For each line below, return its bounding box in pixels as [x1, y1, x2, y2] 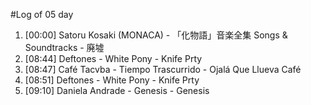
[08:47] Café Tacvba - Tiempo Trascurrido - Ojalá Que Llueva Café [24, 64, 302, 75]
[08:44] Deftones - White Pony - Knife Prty [24, 53, 203, 64]
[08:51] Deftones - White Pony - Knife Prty [24, 74, 200, 86]
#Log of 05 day [10, 9, 74, 20]
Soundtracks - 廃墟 [24, 42, 105, 53]
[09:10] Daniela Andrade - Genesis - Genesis [24, 85, 210, 96]
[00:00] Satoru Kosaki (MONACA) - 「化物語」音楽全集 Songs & [24, 29, 288, 41]
